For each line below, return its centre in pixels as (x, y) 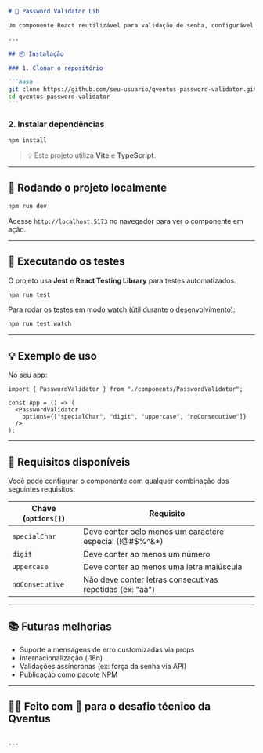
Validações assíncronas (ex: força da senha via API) (103, 666)
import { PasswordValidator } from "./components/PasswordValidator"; (126, 389)
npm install (27, 141)
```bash (21, 82)
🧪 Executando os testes (67, 262)
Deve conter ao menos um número (147, 554)
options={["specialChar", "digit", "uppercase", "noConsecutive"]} (134, 417)
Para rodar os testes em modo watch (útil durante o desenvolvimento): (122, 309)
